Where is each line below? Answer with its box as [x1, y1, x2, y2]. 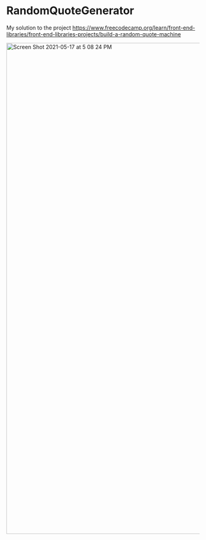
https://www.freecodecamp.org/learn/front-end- [72, 24, 196, 31]
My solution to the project [6, 24, 72, 31]
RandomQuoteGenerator [6, 4, 134, 18]
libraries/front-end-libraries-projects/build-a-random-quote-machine [6, 30, 181, 37]
